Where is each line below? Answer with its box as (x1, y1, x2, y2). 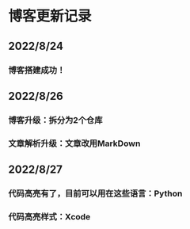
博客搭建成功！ (8, 64, 66, 75)
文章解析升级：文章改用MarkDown (8, 138, 141, 149)
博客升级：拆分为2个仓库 (8, 114, 103, 125)
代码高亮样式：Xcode (8, 211, 91, 222)
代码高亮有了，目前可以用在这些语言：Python (8, 188, 183, 199)
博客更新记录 (8, 7, 93, 25)
